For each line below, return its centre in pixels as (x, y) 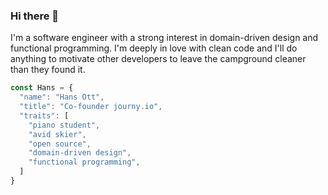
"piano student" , (64, 125)
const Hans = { (42, 88)
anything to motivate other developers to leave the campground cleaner (158, 59)
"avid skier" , (57, 134)
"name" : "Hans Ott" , (62, 97)
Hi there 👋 (35, 16)
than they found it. (48, 70)
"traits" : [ (44, 115)
